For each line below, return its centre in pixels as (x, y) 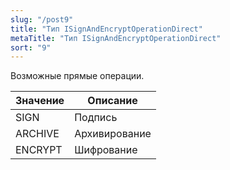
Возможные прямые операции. (77, 76)
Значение (40, 101)
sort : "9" (31, 47)
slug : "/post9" (42, 19)
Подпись (96, 118)
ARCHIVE (37, 134)
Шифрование (106, 150)
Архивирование (113, 134)
